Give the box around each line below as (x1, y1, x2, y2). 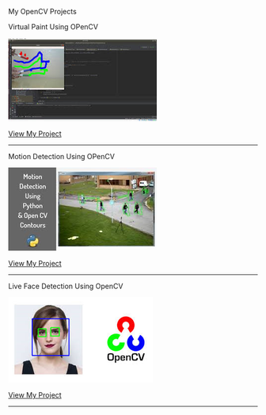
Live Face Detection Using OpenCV (8, 281, 123, 291)
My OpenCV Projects (8, 7, 77, 16)
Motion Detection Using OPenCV (8, 152, 115, 161)
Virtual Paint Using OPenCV (8, 22, 99, 31)
